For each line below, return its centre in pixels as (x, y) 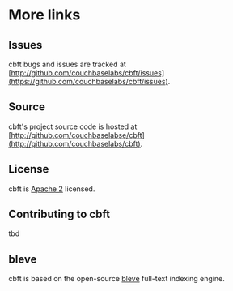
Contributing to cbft (59, 214)
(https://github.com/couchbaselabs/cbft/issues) (88, 81)
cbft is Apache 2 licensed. (52, 189)
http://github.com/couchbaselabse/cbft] (78, 135)
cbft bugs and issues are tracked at (68, 64)
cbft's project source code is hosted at (73, 126)
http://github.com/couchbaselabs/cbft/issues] (87, 73)
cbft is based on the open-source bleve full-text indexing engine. (116, 279)
